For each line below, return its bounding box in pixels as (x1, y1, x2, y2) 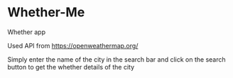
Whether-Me (7, 4, 85, 21)
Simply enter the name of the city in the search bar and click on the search (7, 55, 226, 64)
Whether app (7, 28, 46, 36)
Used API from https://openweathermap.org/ (7, 41, 139, 50)
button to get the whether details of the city (7, 62, 135, 71)
